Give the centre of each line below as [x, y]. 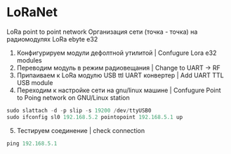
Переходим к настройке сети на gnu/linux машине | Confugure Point [119, 90]
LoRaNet [32, 12]
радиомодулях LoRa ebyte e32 [52, 39]
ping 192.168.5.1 [32, 143]
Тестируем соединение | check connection [81, 130]
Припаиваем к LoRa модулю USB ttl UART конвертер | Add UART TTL [120, 75]
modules [29, 60]
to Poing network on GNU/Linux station [73, 97]
